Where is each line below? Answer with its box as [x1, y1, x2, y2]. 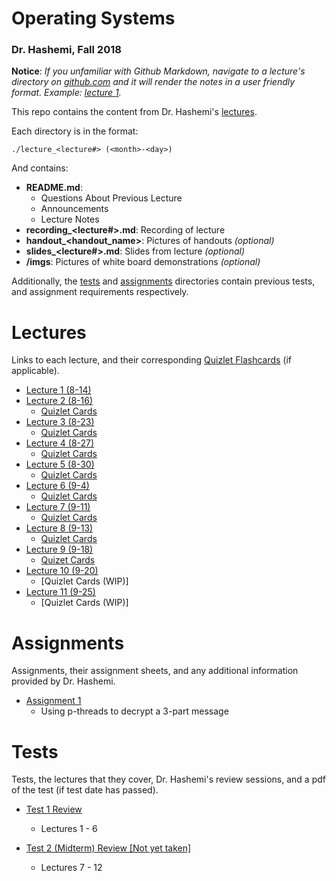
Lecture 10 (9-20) [25, 565, 99, 577]
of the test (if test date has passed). [11, 784, 159, 796]
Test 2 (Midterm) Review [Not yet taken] [25, 842, 192, 854]
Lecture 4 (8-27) [25, 437, 95, 449]
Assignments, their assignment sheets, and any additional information [11, 665, 299, 677]
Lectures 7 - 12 [40, 862, 103, 874]
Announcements [40, 203, 109, 215]
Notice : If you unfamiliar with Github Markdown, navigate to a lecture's [11, 65, 306, 77]
